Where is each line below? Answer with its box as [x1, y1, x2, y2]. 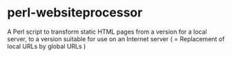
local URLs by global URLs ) [7, 42, 86, 50]
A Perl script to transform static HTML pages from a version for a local [7, 27, 207, 36]
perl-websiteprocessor [7, 5, 143, 21]
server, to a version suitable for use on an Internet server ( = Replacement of [7, 34, 225, 43]
